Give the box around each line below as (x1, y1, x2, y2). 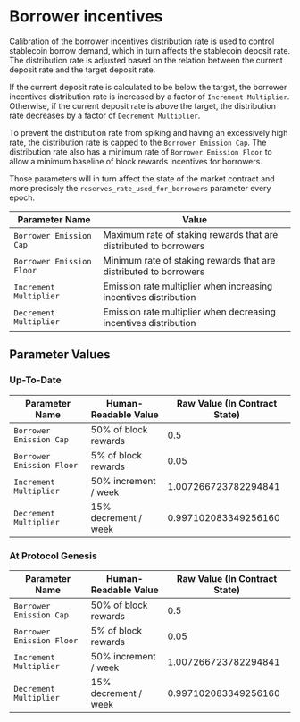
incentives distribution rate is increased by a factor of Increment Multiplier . (9, 91, 290, 102)
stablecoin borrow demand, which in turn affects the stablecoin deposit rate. (9, 45, 291, 55)
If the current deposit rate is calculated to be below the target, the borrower (9, 81, 287, 92)
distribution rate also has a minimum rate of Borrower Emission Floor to (9, 146, 272, 157)
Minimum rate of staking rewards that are (103, 254, 276, 266)
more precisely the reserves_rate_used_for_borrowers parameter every (9, 182, 271, 193)
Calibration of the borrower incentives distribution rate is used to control (9, 36, 275, 46)
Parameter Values (9, 347, 111, 363)
